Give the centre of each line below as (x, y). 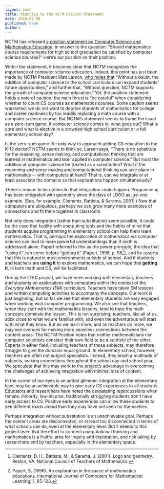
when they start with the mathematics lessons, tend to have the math (74, 309)
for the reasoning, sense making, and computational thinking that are (74, 154)
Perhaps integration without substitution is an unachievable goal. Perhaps (79, 416)
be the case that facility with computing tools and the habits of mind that (78, 226)
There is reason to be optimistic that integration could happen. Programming (82, 190)
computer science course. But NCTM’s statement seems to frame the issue (81, 119)
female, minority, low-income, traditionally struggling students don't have (79, 396)
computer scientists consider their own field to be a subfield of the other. (78, 340)
